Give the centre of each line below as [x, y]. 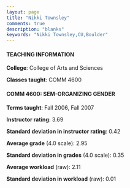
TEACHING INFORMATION [40, 54]
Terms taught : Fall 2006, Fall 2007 [50, 107]
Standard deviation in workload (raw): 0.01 [61, 179]
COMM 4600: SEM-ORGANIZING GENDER [61, 94]
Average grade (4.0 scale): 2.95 [47, 143]
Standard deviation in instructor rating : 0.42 [63, 131]
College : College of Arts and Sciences [55, 68]
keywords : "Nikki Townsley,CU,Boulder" [57, 35]
